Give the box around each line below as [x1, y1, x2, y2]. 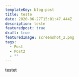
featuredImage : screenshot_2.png [5, 35, 75, 40]
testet [5, 67, 17, 73]
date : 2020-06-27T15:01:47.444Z [5, 16, 72, 21]
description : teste [5, 21, 46, 26]
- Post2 [9, 49, 26, 54]
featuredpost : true [5, 26, 46, 31]
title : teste [5, 12, 32, 17]
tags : [5, 40, 16, 45]
